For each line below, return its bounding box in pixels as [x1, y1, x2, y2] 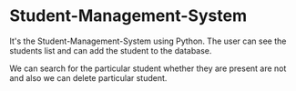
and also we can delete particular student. [9, 72, 168, 83]
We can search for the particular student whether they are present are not [9, 63, 287, 74]
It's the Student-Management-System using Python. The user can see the [9, 35, 287, 46]
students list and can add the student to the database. [9, 45, 212, 56]
